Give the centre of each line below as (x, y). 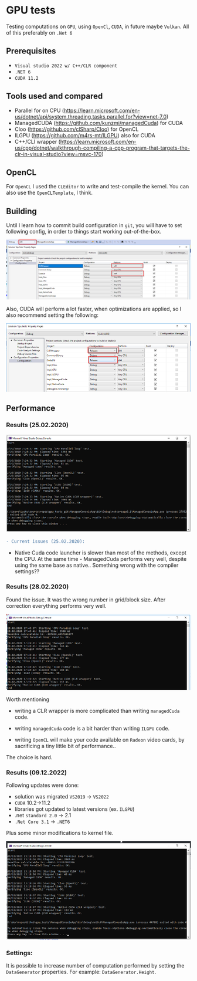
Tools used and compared (55, 97)
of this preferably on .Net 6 (39, 32)
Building (21, 211)
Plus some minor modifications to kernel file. (60, 833)
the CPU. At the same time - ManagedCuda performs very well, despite (101, 559)
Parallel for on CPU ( (39, 110)
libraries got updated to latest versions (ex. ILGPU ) (74, 809)
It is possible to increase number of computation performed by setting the (95, 966)
